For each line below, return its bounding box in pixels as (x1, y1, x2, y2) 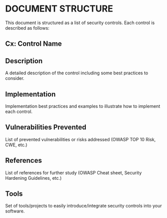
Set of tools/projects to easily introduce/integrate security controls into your (5, 203, 162, 209)
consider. (5, 75, 25, 81)
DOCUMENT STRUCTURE (5, 3, 113, 15)
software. (5, 208, 25, 214)
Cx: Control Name (5, 40, 62, 48)
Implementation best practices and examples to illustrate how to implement (5, 103, 160, 109)
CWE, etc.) (5, 142, 28, 148)
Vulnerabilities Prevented (5, 123, 87, 132)
